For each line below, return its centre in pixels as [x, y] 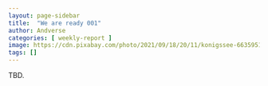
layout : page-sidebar [44, 16]
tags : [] [23, 53]
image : [19, 45]
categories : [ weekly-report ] [60, 38]
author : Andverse [37, 30]
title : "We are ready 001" [55, 23]
